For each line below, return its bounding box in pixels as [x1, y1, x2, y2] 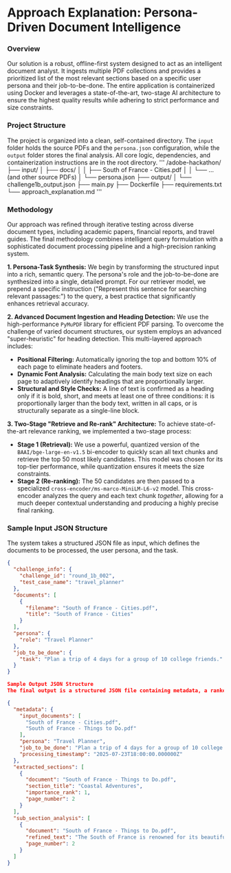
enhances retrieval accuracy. [7, 299, 89, 308]
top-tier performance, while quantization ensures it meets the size [16, 462, 205, 471]
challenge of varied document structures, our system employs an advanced [7, 327, 222, 336]
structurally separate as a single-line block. [16, 407, 140, 415]
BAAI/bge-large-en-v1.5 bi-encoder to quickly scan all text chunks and [16, 448, 218, 456]
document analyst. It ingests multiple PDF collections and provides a [7, 67, 201, 75]
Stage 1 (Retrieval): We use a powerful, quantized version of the [16, 440, 200, 449]
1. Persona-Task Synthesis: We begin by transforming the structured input [7, 263, 219, 271]
